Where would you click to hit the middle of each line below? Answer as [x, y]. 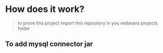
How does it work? [45, 9]
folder [24, 28]
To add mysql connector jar [49, 44]
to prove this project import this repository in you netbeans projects [88, 23]
